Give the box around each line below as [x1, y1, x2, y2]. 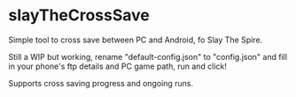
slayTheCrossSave [8, 5, 150, 26]
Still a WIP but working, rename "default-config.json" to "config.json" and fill [8, 51, 288, 62]
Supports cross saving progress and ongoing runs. [8, 78, 194, 88]
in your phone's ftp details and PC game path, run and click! [8, 61, 228, 71]
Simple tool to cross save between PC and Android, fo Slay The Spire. [8, 34, 263, 45]
